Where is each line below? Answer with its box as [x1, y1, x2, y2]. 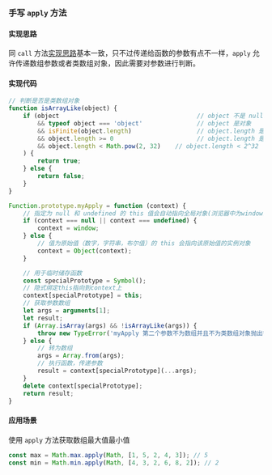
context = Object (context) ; [37, 247, 132, 255]
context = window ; [37, 224, 100, 232]
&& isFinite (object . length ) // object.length [37, 127, 255, 135]
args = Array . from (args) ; [37, 352, 125, 360]
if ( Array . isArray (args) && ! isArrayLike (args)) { [23, 321, 198, 329]
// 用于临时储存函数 [23, 269, 83, 277]
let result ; [23, 314, 63, 322]
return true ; [37, 157, 82, 165]
